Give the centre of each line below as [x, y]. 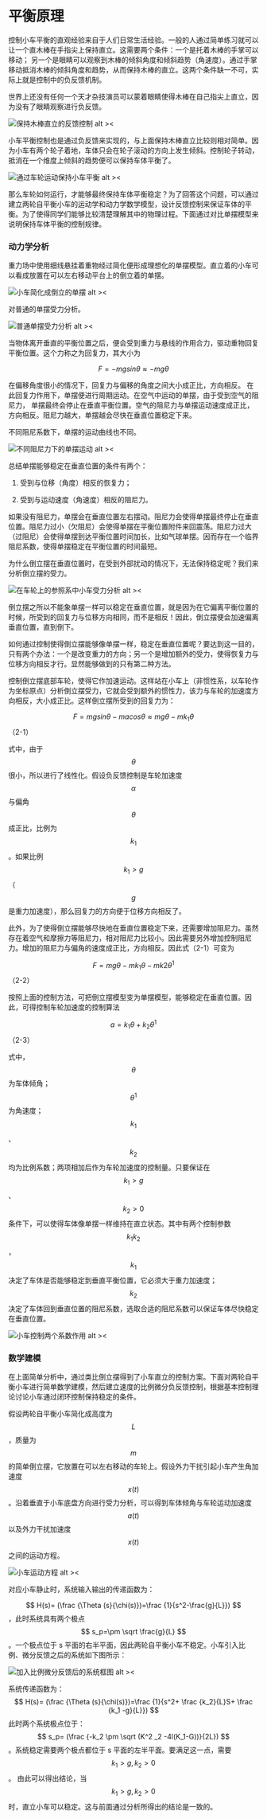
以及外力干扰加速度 [40, 1529]
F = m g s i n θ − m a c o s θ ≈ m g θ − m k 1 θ [133, 718]
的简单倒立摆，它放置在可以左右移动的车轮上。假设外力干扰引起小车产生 [126, 1466]
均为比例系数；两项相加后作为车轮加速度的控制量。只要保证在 [109, 1167]
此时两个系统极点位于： [46, 1723]
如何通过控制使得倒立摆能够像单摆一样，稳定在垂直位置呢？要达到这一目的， [133, 644]
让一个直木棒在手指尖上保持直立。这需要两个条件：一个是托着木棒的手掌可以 [133, 49]
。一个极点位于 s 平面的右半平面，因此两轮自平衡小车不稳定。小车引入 [124, 1645]
